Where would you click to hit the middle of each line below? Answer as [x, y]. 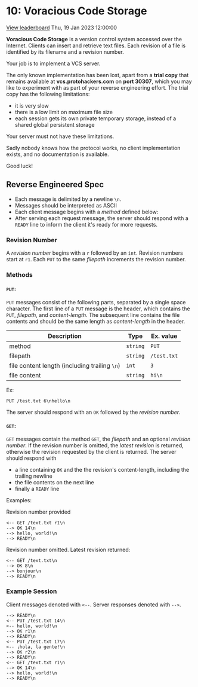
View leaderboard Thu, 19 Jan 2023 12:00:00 [62, 28]
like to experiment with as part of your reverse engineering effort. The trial [97, 87]
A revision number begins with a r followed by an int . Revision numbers [95, 253]
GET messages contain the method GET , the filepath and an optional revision [98, 439]
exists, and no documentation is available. [58, 154]
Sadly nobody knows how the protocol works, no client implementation [93, 148]
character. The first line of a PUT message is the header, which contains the [98, 309]
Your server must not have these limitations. [60, 136]
